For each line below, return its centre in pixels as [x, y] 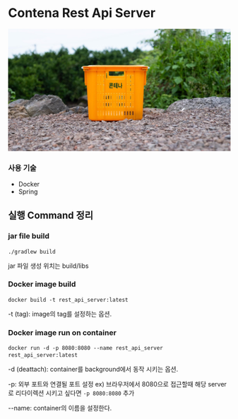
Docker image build [42, 284]
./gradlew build [32, 252]
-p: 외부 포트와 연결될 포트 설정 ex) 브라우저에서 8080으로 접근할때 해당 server [117, 384]
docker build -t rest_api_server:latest [69, 300]
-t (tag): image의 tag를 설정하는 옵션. [60, 314]
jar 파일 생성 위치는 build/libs [48, 266]
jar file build [29, 236]
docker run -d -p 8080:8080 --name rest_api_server [85, 348]
